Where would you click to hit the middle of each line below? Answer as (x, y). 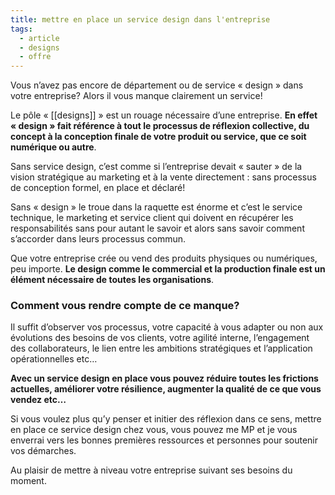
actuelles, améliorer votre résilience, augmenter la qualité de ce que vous (166, 389)
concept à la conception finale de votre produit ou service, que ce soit (158, 137)
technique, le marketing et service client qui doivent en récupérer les (152, 218)
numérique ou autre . (53, 147)
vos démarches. (43, 451)
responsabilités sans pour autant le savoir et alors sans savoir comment (157, 228)
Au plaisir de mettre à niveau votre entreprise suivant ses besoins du (151, 470)
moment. (28, 481)
